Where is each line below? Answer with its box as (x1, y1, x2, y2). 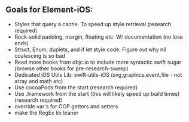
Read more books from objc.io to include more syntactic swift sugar (14, 58, 182, 65)
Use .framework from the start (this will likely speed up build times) (14, 90, 180, 97)
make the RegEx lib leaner (14, 109, 79, 116)
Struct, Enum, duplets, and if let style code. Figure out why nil (14, 46, 166, 53)
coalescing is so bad (14, 52, 65, 59)
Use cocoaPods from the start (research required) (14, 83, 138, 91)
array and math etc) (14, 77, 63, 85)
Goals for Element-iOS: (5, 5, 93, 15)
